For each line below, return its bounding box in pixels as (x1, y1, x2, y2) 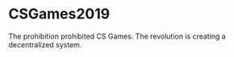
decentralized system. (8, 39, 82, 49)
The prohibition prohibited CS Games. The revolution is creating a (8, 31, 226, 41)
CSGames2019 (8, 5, 111, 23)
